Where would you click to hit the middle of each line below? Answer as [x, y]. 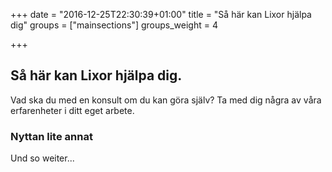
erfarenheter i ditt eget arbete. [72, 110]
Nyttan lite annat [51, 136]
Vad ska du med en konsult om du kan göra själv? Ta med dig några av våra [166, 100]
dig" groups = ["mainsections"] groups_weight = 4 [114, 25]
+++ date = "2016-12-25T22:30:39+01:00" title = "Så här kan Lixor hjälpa [161, 14]
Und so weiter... [42, 158]
